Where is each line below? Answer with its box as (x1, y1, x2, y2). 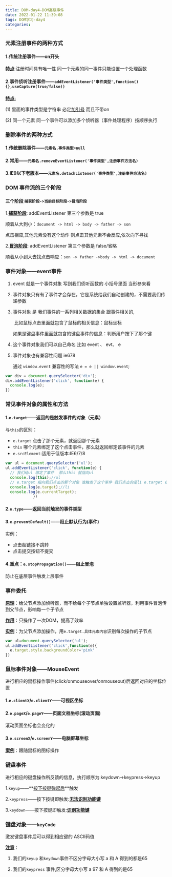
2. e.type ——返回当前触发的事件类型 (5, 505, 82, 512)
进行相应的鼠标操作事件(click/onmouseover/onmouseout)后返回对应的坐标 (5, 678, 162, 684)
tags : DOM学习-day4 (5, 17, 46, 22)
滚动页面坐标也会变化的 (5, 722, 55, 728)
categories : (5, 22, 31, 27)
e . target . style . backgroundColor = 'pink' (10, 648, 95, 653)
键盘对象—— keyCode (5, 821, 56, 828)
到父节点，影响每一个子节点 (5, 606, 64, 613)
